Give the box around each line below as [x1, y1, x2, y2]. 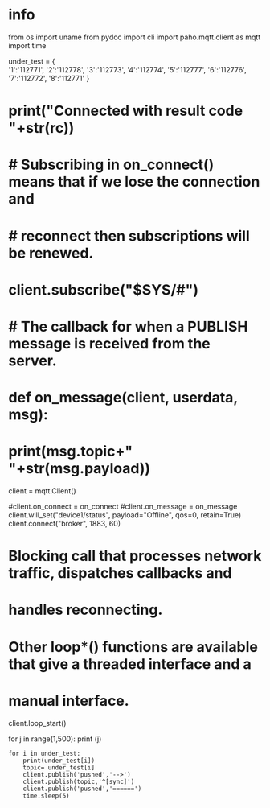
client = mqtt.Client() [8, 486, 76, 496]
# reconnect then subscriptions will [8, 227, 251, 245]
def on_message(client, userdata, [8, 389, 239, 407]
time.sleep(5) [22, 791, 70, 800]
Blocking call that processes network [8, 547, 262, 565]
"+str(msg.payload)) [8, 460, 151, 478]
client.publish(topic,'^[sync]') [22, 777, 135, 785]
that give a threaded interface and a [8, 654, 252, 673]
